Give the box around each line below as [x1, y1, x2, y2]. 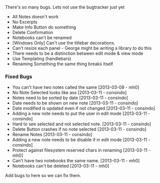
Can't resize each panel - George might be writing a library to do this [12, 45, 152, 51]
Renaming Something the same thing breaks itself [12, 61, 113, 67]
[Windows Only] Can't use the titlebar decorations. [12, 40, 116, 46]
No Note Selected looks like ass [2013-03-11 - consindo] [12, 90, 127, 96]
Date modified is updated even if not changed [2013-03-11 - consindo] [12, 106, 156, 111]
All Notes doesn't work [12, 14, 59, 19]
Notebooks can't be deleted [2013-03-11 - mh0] [12, 163, 110, 169]
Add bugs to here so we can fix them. [5, 173, 81, 179]
